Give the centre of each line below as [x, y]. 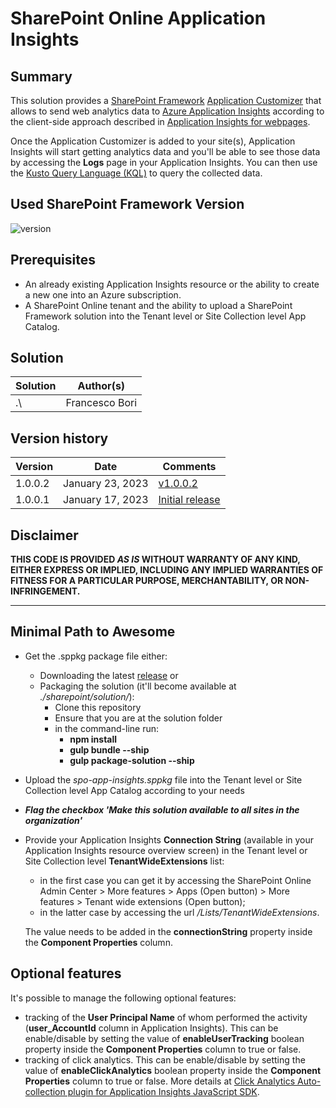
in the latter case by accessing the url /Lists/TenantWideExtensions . [179, 912]
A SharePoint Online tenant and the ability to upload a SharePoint [158, 305]
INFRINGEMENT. [45, 591]
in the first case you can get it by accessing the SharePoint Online [175, 880]
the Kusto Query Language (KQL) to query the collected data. [136, 173]
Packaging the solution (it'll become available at [138, 686]
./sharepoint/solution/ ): [87, 696]
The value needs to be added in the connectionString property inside [168, 931]
